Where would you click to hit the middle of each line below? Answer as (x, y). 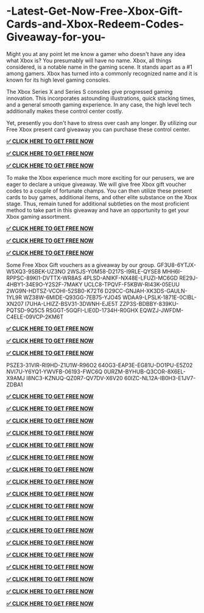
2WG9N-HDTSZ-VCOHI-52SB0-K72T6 (55, 291)
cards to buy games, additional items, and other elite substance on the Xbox (102, 197)
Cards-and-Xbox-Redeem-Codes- (95, 24)
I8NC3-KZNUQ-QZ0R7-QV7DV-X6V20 (75, 378)
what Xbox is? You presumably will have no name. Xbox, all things (89, 60)
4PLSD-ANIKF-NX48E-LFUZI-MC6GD (131, 278)
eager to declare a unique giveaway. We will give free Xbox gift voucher (97, 184)
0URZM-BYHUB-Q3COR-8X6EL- (144, 371)
